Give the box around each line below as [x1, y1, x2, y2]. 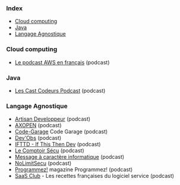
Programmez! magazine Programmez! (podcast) [14, 166, 133, 173]
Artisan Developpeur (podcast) [14, 115, 91, 123]
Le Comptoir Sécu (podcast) [14, 147, 84, 154]
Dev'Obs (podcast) [14, 134, 62, 142]
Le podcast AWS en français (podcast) [14, 58, 110, 66]
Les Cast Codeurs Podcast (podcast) [14, 87, 106, 94]
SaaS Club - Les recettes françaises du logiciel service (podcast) [14, 173, 174, 180]
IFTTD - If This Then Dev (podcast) [14, 141, 101, 148]
